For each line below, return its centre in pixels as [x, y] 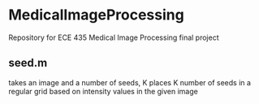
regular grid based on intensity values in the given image [104, 91]
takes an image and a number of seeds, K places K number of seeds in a [130, 82]
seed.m [28, 63]
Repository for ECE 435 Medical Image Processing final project [114, 37]
